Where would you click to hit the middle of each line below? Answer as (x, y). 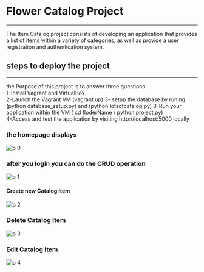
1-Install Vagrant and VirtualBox (46, 93)
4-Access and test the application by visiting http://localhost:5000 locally (98, 119)
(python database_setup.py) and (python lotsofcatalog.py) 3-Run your (94, 106)
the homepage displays (42, 134)
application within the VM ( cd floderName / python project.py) (85, 112)
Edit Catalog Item (32, 249)
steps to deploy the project (58, 66)
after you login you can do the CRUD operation (76, 163)
